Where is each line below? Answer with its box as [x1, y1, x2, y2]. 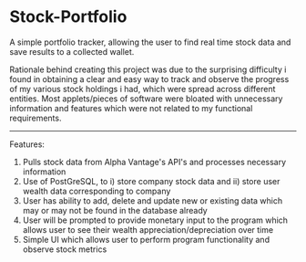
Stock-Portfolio [9, 6, 127, 27]
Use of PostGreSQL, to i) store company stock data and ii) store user [22, 175, 280, 186]
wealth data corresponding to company [22, 185, 171, 196]
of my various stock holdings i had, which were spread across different [9, 83, 276, 94]
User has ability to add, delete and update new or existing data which [22, 194, 283, 206]
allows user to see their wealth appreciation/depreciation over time [22, 224, 274, 235]
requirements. [9, 112, 62, 123]
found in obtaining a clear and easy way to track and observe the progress [9, 73, 290, 84]
